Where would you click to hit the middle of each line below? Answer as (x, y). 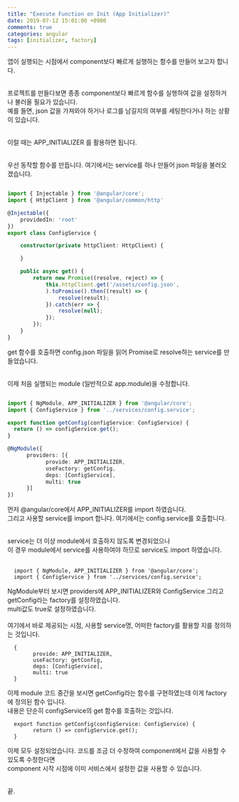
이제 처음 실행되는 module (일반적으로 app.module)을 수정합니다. (99, 383)
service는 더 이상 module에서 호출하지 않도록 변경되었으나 (89, 541)
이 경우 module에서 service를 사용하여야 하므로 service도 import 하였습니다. (115, 550)
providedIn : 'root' (49, 220)
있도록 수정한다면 (31, 760)
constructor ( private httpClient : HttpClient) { (92, 246)
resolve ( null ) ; (80, 311)
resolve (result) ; (84, 298)
